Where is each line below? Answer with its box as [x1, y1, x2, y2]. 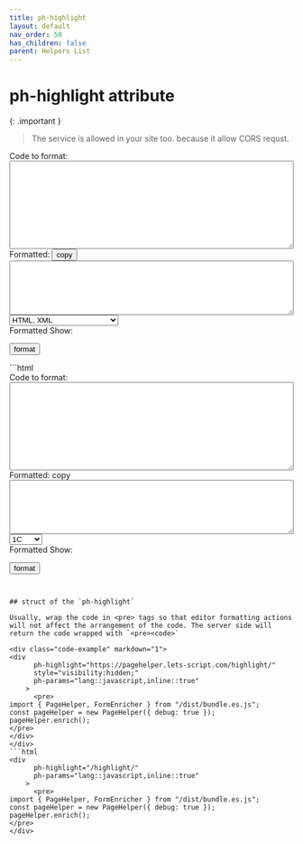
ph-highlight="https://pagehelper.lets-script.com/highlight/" [32, 661, 277, 670]
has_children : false [9, 38, 87, 48]
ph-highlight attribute [9, 86, 175, 107]
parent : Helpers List [9, 47, 91, 56]
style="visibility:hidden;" [32, 669, 140, 678]
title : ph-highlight [9, 13, 87, 23]
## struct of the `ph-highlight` [9, 597, 135, 606]
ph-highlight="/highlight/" [32, 764, 140, 773]
